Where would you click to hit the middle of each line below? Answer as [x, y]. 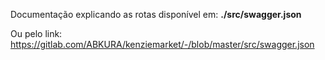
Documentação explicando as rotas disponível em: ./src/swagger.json [156, 14]
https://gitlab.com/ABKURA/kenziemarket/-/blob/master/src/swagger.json [162, 44]
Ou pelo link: [36, 33]
